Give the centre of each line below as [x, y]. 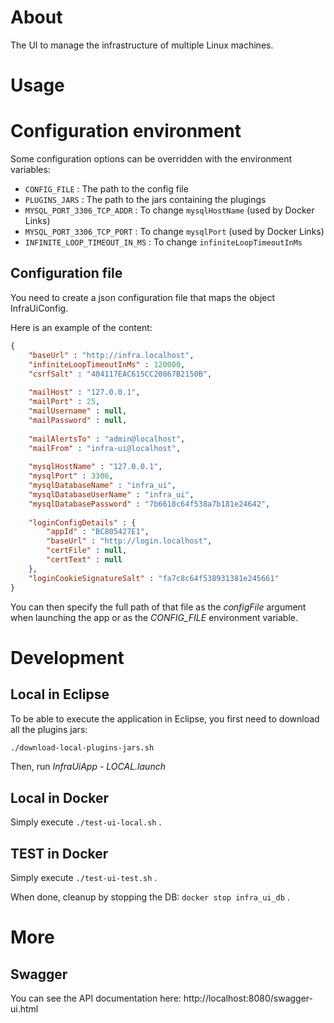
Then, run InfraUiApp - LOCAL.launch [88, 767]
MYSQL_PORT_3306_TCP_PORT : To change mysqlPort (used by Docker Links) [174, 232]
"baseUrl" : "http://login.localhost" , [129, 541]
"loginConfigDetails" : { [82, 522]
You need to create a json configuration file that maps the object [143, 297]
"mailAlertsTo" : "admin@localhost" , [107, 439]
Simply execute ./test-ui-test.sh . [84, 877]
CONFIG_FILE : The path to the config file [106, 189]
